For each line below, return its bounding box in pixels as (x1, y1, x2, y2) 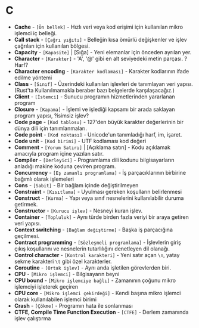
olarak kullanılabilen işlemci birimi (14, 296, 97, 303)
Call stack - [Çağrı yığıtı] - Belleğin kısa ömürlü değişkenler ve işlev (14, 36, 187, 43)
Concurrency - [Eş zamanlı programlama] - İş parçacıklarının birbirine (14, 169, 186, 176)
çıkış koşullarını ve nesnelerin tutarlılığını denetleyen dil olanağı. (14, 245, 170, 252)
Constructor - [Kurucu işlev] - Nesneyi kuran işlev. (14, 207, 143, 214)
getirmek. (14, 200, 38, 208)
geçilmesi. (14, 232, 40, 239)
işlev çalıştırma (14, 314, 51, 322)
